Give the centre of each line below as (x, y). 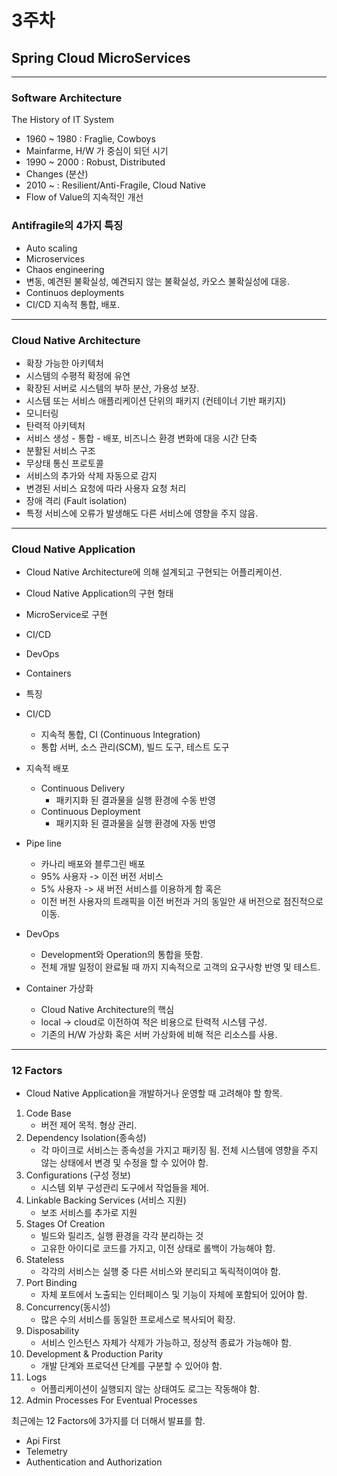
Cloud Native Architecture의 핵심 (107, 1010)
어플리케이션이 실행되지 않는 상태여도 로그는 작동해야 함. (150, 1389)
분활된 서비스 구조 (60, 450)
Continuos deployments (75, 292)
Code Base (48, 1113)
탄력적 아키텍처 (55, 425)
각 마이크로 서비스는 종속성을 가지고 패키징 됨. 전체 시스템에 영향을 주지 (179, 1150)
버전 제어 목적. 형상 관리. (89, 1125)
